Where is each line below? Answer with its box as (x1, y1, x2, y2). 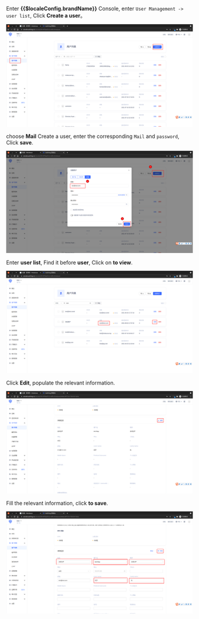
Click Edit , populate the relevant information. (6, 379, 115, 386)
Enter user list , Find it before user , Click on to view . (6, 259, 133, 266)
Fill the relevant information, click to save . (6, 499, 108, 506)
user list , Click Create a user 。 (6, 12, 86, 19)
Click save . (6, 139, 34, 146)
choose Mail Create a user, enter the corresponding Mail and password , (6, 133, 179, 140)
